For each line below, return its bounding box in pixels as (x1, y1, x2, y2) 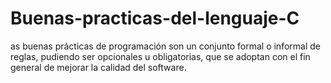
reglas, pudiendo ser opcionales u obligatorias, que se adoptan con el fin (10, 50, 311, 62)
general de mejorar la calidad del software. (10, 61, 187, 73)
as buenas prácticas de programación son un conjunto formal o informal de (10, 40, 321, 52)
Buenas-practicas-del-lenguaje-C (10, 7, 300, 30)
